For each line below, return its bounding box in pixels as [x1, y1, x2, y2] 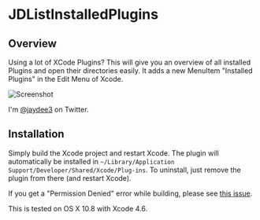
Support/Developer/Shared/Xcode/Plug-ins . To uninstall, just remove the [8, 165, 242, 174]
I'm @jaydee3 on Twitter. [8, 104, 89, 114]
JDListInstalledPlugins [8, 5, 159, 24]
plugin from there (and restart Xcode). [8, 173, 132, 182]
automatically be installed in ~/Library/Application [8, 156, 175, 166]
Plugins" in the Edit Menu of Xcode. [8, 75, 124, 83]
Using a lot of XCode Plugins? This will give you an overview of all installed [8, 57, 251, 67]
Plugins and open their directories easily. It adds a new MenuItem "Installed [8, 66, 253, 75]
